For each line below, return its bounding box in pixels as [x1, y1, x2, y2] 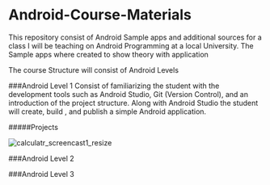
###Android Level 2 [8, 153, 74, 163]
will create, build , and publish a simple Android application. [8, 107, 207, 116]
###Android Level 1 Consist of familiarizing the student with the [8, 81, 220, 90]
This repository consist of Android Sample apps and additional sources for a [8, 32, 263, 42]
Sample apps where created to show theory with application [8, 49, 209, 59]
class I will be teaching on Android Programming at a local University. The [8, 40, 254, 50]
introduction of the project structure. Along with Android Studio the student [8, 98, 259, 107]
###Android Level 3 [8, 169, 74, 179]
